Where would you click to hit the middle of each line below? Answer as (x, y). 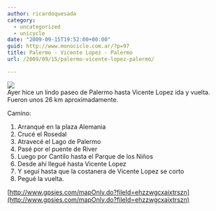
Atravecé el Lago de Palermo (59, 141)
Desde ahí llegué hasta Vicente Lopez (72, 163)
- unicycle (29, 33)
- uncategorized (37, 27)
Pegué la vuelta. (41, 178)
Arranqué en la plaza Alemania (62, 126)
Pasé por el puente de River (57, 149)
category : (22, 20)
